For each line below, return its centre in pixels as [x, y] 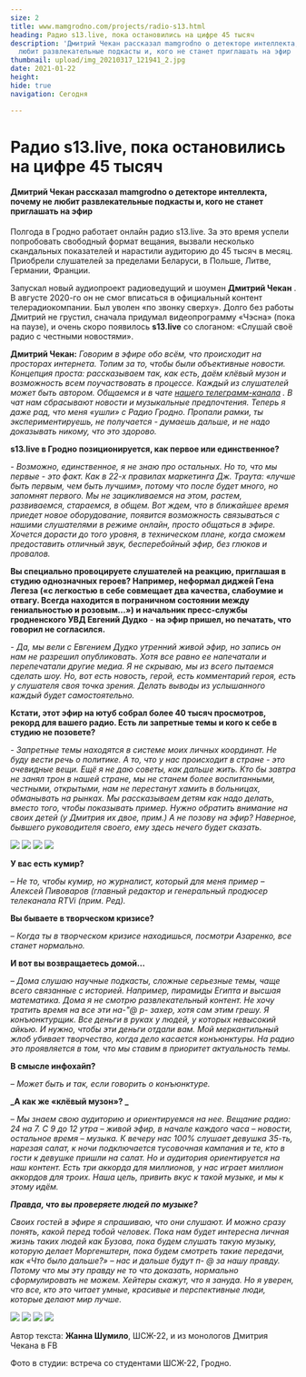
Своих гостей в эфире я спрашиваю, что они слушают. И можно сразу [148, 1221]
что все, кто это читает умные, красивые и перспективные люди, [138, 1290]
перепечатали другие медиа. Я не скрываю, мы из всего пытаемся [142, 666]
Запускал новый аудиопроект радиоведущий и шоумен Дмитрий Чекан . [153, 288]
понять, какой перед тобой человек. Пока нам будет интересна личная [150, 1231]
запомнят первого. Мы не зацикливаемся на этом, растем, [126, 495]
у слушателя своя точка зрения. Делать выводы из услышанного [138, 685]
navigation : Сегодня [49, 94]
